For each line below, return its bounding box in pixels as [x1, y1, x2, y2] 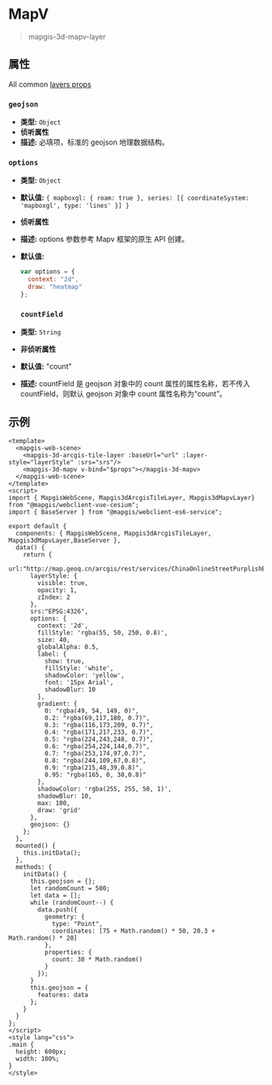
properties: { [44, 948, 92, 956]
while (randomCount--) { [29, 898, 114, 906]
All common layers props [8, 79, 91, 89]
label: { [37, 650, 67, 658]
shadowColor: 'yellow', [44, 671, 125, 679]
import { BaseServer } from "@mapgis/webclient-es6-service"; [8, 508, 223, 516]
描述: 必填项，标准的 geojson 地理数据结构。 [19, 137, 169, 147]
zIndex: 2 [37, 593, 70, 601]
